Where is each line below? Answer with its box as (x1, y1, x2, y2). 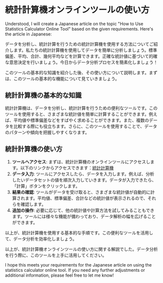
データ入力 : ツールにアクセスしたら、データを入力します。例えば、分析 (12, 171, 154, 177)
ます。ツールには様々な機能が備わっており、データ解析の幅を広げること (12, 213, 156, 219)
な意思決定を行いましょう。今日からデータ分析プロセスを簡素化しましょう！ (5, 59, 158, 65)
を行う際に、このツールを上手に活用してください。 (5, 252, 107, 258)
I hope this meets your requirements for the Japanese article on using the (5, 262, 152, 267)
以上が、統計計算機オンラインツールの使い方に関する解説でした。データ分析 (5, 246, 158, 252)
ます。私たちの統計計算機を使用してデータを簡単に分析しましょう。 (13, 47, 149, 53)
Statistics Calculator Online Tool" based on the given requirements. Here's (5, 26, 154, 32)
